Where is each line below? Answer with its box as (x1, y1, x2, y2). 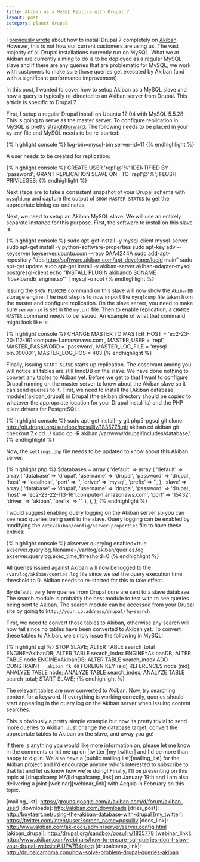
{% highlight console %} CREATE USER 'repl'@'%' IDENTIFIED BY (6, 164, 169, 171)
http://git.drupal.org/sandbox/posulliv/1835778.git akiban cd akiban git (6, 423, 179, 431)
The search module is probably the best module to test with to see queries (6, 595, 189, 602)
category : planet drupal (6, 20, 68, 26)
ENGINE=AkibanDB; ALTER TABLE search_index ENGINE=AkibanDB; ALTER (6, 650, 192, 657)
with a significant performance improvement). (6, 74, 119, 81)
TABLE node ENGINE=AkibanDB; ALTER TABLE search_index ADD (6, 656, 168, 663)
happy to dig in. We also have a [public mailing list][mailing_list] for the (6, 755, 180, 762)
